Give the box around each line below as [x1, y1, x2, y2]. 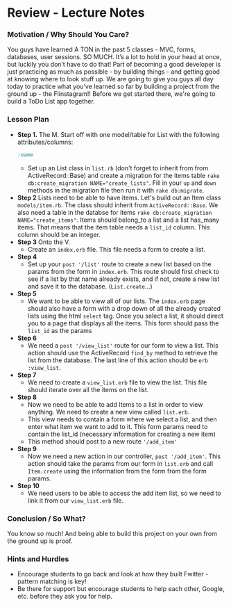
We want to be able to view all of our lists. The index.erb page [27, 297, 206, 305]
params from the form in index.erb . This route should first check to [27, 267, 220, 275]
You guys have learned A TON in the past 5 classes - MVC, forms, [7, 45, 196, 54]
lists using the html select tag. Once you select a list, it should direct [27, 311, 224, 320]
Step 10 [17, 481, 40, 489]
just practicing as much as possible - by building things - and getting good [7, 67, 221, 76]
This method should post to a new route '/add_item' [27, 437, 178, 446]
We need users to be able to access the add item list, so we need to [27, 489, 221, 497]
